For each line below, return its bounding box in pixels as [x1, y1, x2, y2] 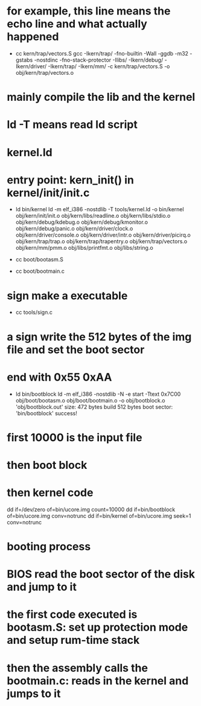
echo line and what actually [7, 17, 147, 31]
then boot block [7, 458, 88, 472]
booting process [7, 540, 91, 553]
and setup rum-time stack [7, 634, 140, 647]
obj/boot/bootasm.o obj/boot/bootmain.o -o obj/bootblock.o [15, 396, 165, 404]
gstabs [15, 56, 33, 63]
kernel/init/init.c [7, 186, 90, 200]
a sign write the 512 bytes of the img [7, 330, 192, 343]
